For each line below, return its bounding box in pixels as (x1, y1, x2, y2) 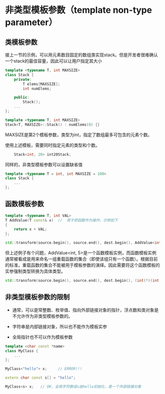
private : (14, 77, 32, 82)
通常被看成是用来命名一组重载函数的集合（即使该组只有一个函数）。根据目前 (5, 256, 158, 262)
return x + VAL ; (14, 227, 48, 232)
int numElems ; (23, 86, 52, 91)
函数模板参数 (5, 200, 44, 208)
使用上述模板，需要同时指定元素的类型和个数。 (5, 142, 100, 148)
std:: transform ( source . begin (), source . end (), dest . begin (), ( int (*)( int (5, 278, 160, 283)
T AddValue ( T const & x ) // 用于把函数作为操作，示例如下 (5, 217, 118, 223)
